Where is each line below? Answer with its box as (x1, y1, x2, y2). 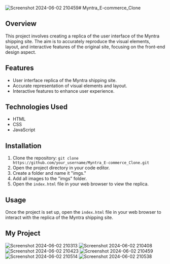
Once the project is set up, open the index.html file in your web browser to (5, 209, 161, 215)
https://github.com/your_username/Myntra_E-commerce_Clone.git (12, 160, 150, 166)
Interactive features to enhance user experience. (12, 88, 115, 94)
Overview (5, 19, 37, 28)
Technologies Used (5, 103, 67, 111)
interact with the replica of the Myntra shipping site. (5, 214, 113, 220)
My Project (5, 229, 41, 238)
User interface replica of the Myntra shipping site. (12, 77, 117, 83)
